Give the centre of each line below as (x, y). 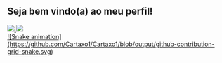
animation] (46, 36)
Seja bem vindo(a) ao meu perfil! (80, 12)
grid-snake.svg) (31, 51)
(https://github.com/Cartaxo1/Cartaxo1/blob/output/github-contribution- (111, 44)
